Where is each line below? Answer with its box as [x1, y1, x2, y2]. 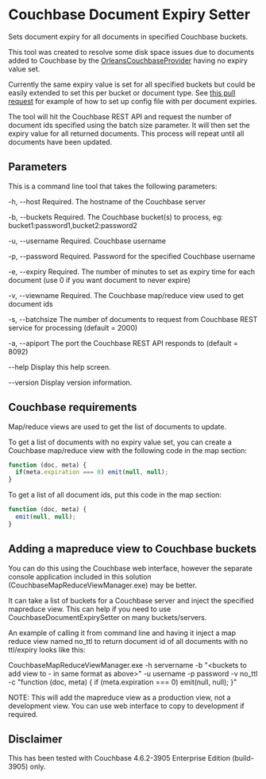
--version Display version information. [8, 378, 133, 387]
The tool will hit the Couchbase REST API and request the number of [8, 111, 232, 121]
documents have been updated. [8, 137, 113, 146]
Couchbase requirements [8, 401, 137, 414]
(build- [231, 754, 254, 763]
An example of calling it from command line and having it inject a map [8, 628, 237, 638]
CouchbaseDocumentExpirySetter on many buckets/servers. [8, 612, 207, 622]
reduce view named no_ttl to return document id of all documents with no [8, 636, 249, 645]
